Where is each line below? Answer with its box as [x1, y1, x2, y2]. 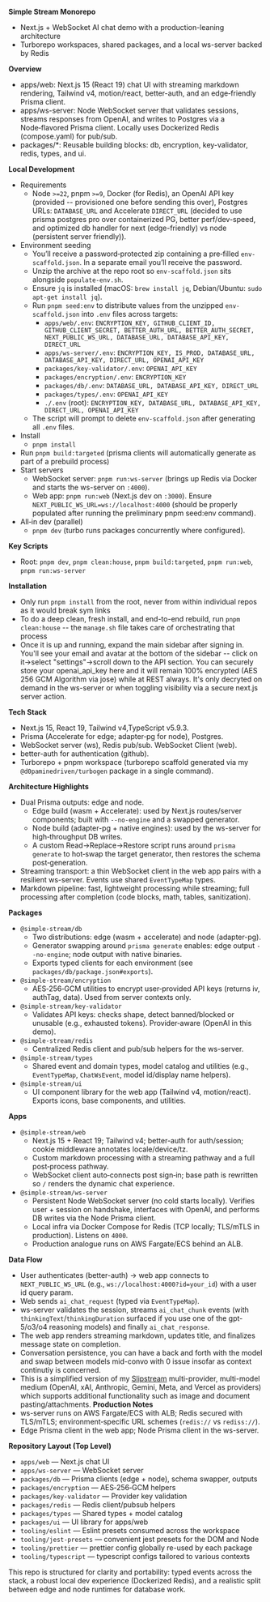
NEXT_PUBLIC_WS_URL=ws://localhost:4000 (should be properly [32, 500, 238, 509]
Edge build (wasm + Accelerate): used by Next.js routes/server [32, 806, 243, 815]
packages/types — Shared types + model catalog [19, 1509, 184, 1518]
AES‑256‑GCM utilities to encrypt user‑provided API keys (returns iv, [32, 984, 260, 993]
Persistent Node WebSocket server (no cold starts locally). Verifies [32, 1196, 255, 1206]
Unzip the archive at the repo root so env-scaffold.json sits [32, 267, 232, 276]
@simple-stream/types [19, 1054, 93, 1062]
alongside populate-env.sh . [32, 275, 124, 284]
